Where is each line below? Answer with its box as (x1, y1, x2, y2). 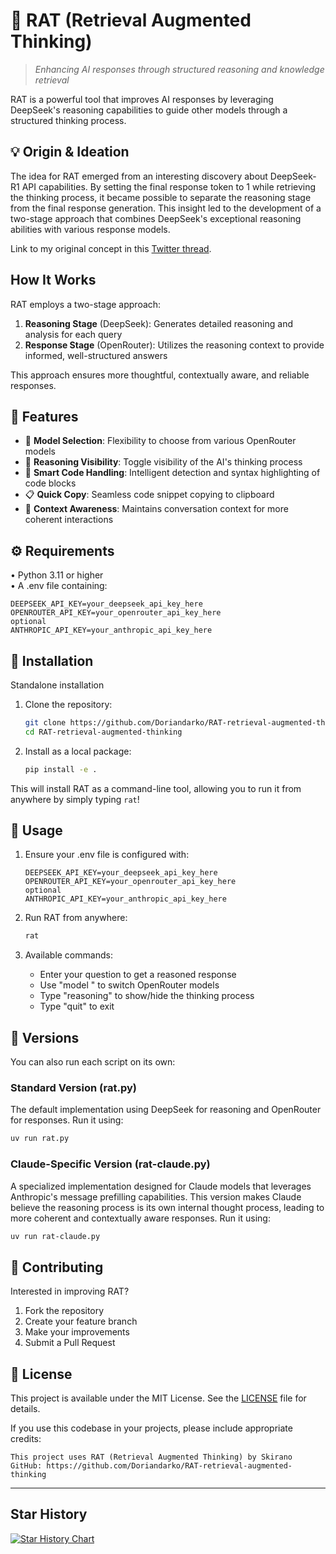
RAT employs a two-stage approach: (10, 298, 162, 310)
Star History (10, 1506, 88, 1523)
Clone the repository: (24, 699, 113, 710)
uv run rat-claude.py (10, 1231, 101, 1241)
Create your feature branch (24, 1315, 138, 1328)
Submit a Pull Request (24, 1337, 116, 1349)
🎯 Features (10, 408, 79, 425)
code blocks (24, 477, 77, 489)
